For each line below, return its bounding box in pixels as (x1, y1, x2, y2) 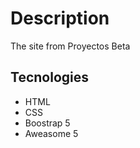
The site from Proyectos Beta (10, 40, 131, 52)
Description (10, 7, 110, 30)
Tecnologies (10, 69, 89, 86)
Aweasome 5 (24, 127, 79, 139)
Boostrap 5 (24, 117, 71, 129)
